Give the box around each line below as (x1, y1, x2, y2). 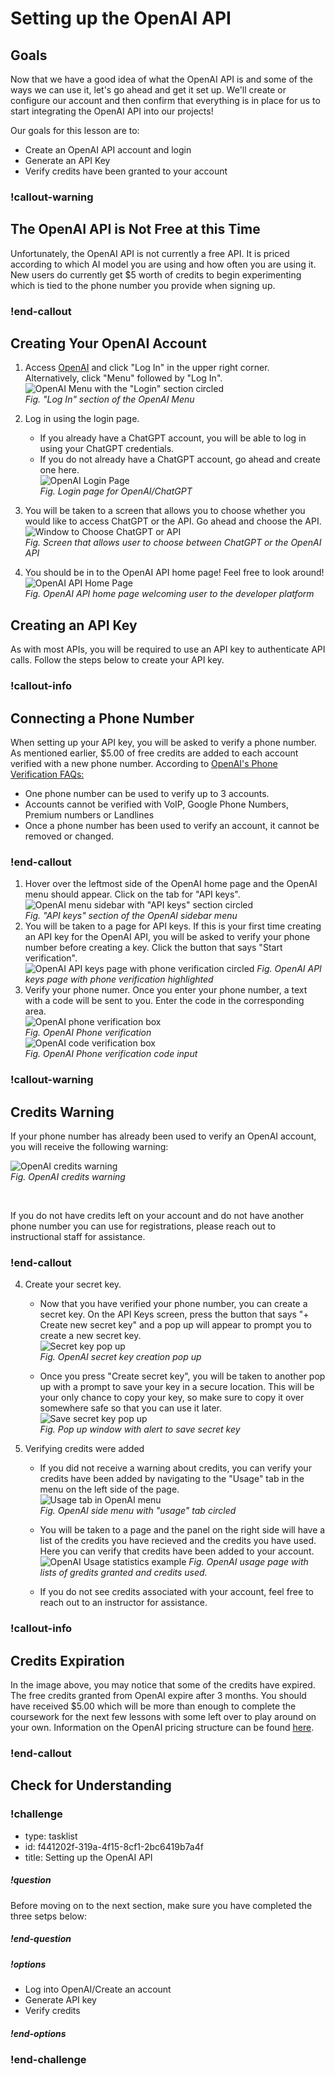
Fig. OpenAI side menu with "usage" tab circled (39, 1505, 237, 1517)
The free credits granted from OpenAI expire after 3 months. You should (10, 1690, 307, 1702)
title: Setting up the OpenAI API (24, 1851, 153, 1863)
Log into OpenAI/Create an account (24, 1983, 172, 1995)
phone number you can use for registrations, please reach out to (10, 1220, 277, 1232)
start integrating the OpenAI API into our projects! (10, 105, 214, 117)
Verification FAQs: (10, 768, 85, 781)
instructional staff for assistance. (10, 1231, 146, 1243)
